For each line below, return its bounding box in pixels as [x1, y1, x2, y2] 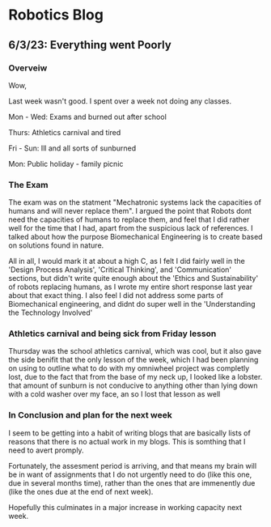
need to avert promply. [8, 445, 84, 455]
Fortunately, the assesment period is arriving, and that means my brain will [8, 461, 257, 470]
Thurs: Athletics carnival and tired [8, 127, 121, 137]
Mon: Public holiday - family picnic [8, 159, 124, 168]
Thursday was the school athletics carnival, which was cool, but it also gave [8, 346, 261, 356]
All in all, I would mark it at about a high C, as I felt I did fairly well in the [8, 257, 245, 266]
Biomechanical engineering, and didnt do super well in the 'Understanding [8, 300, 256, 309]
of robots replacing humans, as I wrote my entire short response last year [8, 282, 253, 292]
